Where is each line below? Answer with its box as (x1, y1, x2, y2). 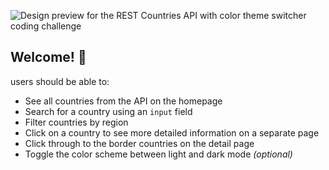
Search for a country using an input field (24, 105, 193, 117)
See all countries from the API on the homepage (24, 95, 223, 107)
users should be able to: (10, 75, 110, 87)
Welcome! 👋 (10, 49, 87, 66)
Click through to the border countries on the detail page (24, 137, 255, 149)
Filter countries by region (24, 116, 129, 128)
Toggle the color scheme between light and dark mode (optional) (24, 148, 293, 160)
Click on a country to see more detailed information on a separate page (24, 126, 320, 139)
